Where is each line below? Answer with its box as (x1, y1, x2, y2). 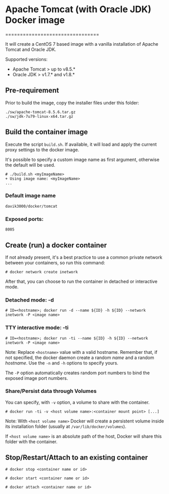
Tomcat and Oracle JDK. (5, 46, 57, 52)
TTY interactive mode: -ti (5, 324, 69, 331)
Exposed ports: (5, 215, 44, 222)
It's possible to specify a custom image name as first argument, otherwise (5, 156, 159, 162)
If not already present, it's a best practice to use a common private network (5, 254, 163, 260)
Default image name (5, 192, 56, 199)
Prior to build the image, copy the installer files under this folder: (5, 100, 139, 106)
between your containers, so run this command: (5, 259, 105, 266)
